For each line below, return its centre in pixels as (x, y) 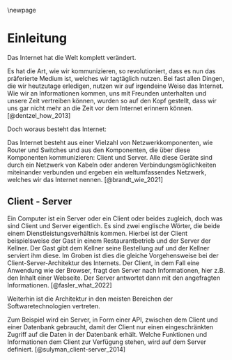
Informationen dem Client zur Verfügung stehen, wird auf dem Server (107, 342)
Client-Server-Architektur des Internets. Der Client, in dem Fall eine (103, 263)
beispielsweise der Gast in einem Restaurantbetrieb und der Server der (109, 241)
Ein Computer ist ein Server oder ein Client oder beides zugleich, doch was (115, 218)
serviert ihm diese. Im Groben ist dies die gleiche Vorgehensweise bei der (113, 255)
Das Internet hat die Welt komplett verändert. (72, 57)
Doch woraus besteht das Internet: (57, 129)
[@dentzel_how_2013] (39, 115)
